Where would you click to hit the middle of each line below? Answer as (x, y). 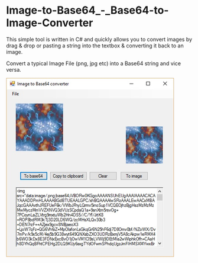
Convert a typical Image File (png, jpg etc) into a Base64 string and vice (94, 63)
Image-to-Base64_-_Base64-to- (87, 10)
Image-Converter (50, 23)
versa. (14, 69)
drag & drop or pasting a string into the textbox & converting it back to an (95, 46)
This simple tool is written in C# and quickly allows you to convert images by (99, 39)
